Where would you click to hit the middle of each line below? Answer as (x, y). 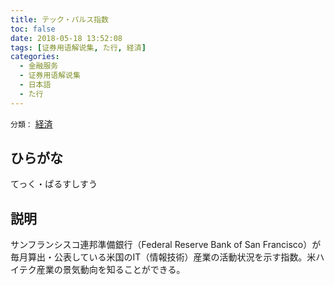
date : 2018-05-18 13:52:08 (66, 38)
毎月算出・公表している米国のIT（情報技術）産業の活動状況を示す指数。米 (163, 257)
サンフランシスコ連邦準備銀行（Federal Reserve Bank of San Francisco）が (166, 245)
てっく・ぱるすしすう (54, 184)
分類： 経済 (31, 123)
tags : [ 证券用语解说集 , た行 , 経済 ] (78, 47)
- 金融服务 (39, 66)
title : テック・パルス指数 (59, 19)
